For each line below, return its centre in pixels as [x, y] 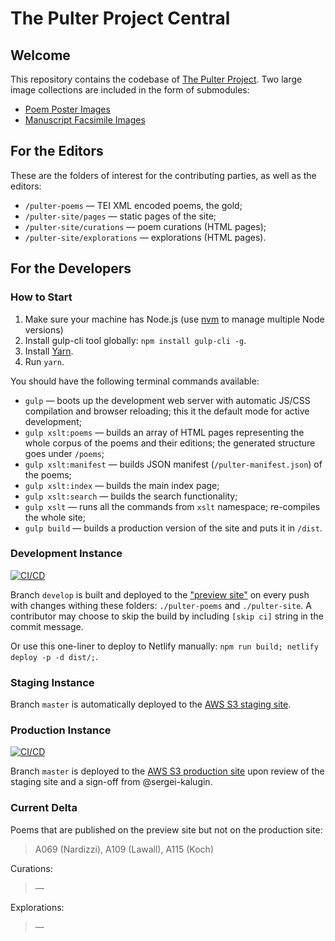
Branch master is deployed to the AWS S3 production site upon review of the [167, 771]
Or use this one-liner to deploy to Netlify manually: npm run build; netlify [164, 646]
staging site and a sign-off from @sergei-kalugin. [111, 782]
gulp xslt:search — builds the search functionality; [131, 496]
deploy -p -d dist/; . [54, 656]
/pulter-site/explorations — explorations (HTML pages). [145, 237]
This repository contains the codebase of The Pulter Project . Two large [156, 79]
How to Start [41, 297]
